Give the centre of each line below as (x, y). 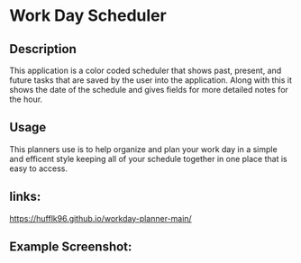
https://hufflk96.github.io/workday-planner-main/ (100, 218)
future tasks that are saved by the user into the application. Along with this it (151, 80)
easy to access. (38, 168)
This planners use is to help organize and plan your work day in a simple (143, 149)
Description (43, 49)
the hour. (26, 99)
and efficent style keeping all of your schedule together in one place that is (148, 159)
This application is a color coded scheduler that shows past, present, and (146, 70)
